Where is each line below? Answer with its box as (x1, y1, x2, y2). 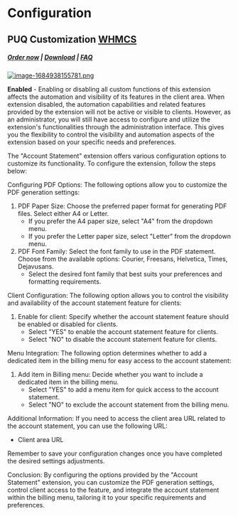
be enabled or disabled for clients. (17, 320, 119, 328)
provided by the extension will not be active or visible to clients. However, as (7, 107, 231, 116)
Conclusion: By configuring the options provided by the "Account (7, 471, 198, 479)
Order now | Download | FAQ (7, 53, 93, 62)
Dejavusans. (17, 262, 55, 271)
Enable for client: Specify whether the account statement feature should (17, 312, 229, 321)
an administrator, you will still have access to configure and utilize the (7, 115, 211, 124)
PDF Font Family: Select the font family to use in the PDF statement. (17, 247, 216, 255)
